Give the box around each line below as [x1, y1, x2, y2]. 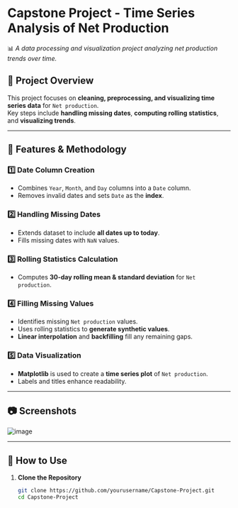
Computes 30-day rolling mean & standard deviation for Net [17, 273, 196, 282]
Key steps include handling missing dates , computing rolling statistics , [7, 109, 219, 117]
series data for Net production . [7, 101, 99, 109]
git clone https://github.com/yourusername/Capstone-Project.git [17, 487, 215, 495]
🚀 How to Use [7, 454, 67, 466]
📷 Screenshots [7, 405, 76, 417]
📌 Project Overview [7, 74, 94, 87]
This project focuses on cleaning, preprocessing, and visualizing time [7, 94, 215, 102]
